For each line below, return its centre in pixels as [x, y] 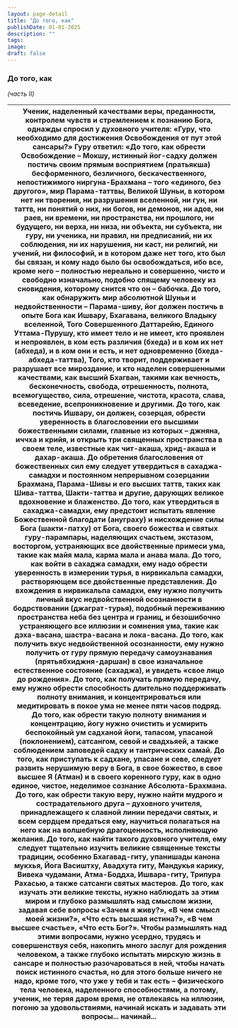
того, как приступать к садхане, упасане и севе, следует [119, 759]
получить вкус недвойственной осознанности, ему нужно [119, 644]
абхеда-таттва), [57, 360]
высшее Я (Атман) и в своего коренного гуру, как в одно [119, 777]
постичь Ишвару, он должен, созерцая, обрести [119, 413]
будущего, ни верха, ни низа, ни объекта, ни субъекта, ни [119, 226]
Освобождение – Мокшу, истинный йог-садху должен [119, 155]
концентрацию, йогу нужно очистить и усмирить [119, 723]
